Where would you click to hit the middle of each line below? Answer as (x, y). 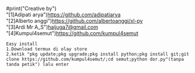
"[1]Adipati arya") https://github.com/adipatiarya (63, 15)
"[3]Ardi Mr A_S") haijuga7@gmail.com (52, 27)
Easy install (22, 44)
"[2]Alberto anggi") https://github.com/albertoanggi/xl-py (74, 21)
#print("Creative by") (31, 8)
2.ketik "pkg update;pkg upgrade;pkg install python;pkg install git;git (98, 54)
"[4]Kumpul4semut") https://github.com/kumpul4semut (72, 33)
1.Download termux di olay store (47, 49)
